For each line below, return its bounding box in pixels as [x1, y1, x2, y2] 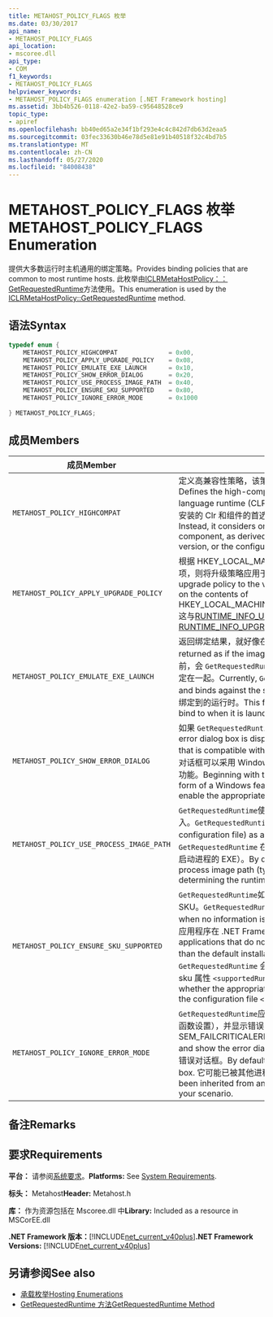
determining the [178, 874, 240, 886]
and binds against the [178, 685, 262, 696]
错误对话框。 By [178, 1055, 238, 1066]
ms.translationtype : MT [8, 140, 89, 149]
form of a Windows [178, 780, 252, 792]
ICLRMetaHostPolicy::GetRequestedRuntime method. [8, 294, 186, 303]
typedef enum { [8, 341, 60, 349]
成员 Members [8, 434, 80, 447]
